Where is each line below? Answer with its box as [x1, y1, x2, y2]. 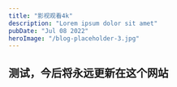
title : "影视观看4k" [8, 11, 73, 20]
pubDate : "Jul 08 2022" [8, 27, 89, 35]
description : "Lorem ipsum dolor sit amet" [8, 19, 158, 27]
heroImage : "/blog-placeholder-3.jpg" [8, 34, 140, 43]
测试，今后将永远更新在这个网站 [8, 66, 169, 80]
